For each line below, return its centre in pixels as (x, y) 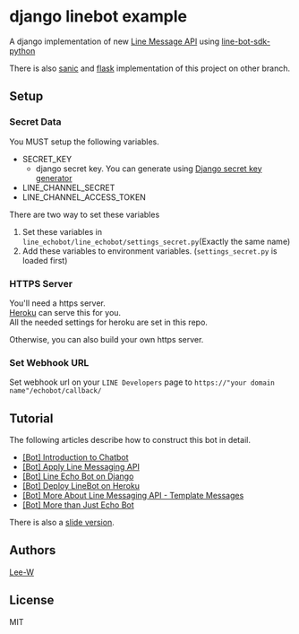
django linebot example (98, 17)
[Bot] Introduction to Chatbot (75, 457)
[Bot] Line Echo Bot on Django (78, 476)
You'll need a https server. (57, 303)
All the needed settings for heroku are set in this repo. (109, 322)
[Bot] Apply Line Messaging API (81, 467)
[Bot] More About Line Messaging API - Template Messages (133, 496)
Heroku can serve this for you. (65, 312)
